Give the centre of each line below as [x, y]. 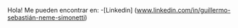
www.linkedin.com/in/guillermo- [183, 10]
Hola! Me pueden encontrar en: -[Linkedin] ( [72, 10]
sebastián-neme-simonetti [46, 17]
